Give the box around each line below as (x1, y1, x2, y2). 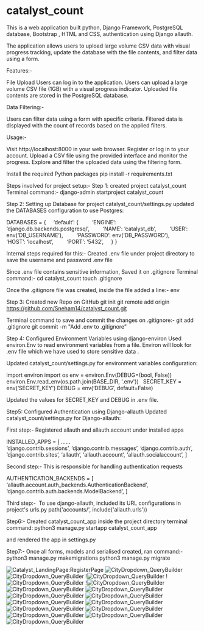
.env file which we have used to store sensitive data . (6, 348, 139, 355)
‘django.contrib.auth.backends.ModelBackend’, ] (6, 487, 128, 494)
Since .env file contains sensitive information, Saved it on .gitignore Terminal (6, 268, 198, 275)
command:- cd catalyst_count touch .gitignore (6, 274, 122, 282)
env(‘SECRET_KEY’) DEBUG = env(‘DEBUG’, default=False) (6, 384, 153, 391)
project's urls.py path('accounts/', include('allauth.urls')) (6, 505, 147, 513)
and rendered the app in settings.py (6, 536, 96, 543)
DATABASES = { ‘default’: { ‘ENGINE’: (6, 218, 116, 226)
